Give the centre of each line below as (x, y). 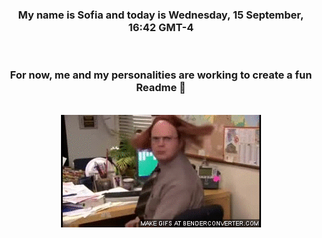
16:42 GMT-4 (161, 27)
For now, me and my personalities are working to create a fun (161, 75)
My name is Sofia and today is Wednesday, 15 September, (161, 15)
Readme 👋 (161, 88)
